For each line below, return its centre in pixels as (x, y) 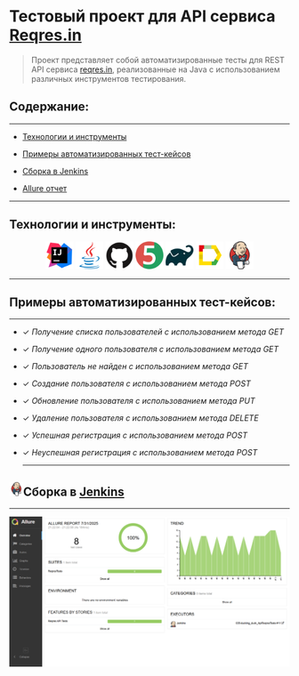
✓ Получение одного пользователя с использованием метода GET (150, 350)
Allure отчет (44, 188)
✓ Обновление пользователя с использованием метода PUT (138, 401)
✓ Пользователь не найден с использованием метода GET (135, 366)
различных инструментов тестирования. (109, 78)
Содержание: (49, 107)
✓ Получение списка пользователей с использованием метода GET (153, 332)
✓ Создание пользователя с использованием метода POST (136, 383)
